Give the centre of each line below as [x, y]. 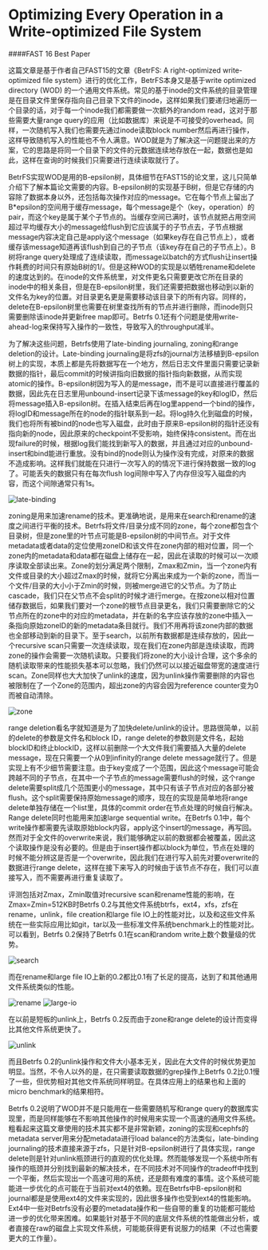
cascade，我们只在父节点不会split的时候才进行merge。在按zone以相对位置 [132, 595]
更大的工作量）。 [35, 1238]
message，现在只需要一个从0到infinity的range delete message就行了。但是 [132, 758]
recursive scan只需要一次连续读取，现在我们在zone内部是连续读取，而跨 [135, 645]
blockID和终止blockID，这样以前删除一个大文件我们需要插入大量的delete [127, 747]
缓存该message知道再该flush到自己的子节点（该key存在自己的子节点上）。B [132, 247]
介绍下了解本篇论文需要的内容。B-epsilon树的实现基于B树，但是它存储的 [128, 187]
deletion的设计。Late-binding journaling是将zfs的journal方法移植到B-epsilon [134, 354]
